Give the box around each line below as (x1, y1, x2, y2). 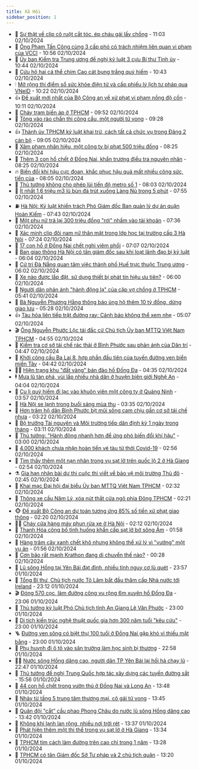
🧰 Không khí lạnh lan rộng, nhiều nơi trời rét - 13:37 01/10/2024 (14, 720, 167, 727)
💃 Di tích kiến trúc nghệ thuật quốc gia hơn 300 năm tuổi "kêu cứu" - (14, 616, 181, 624)
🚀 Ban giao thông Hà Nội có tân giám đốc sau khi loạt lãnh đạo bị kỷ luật (14, 248, 190, 255)
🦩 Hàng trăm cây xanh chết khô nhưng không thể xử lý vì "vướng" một (14, 539, 186, 546)
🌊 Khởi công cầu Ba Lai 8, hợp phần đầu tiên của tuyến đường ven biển (14, 354, 187, 361)
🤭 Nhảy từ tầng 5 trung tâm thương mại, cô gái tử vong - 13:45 (14, 694, 166, 701)
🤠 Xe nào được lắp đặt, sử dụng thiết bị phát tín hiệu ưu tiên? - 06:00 (14, 273, 181, 280)
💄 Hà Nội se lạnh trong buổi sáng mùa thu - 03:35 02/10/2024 (14, 400, 165, 407)
